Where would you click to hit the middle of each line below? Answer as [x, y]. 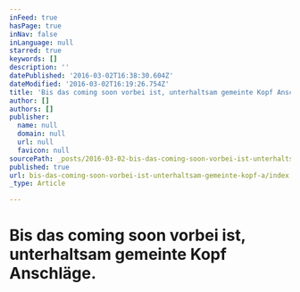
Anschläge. [53, 274]
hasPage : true [36, 26]
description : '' [39, 68]
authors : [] [31, 109]
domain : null [42, 134]
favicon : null [43, 150]
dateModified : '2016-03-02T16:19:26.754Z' [89, 84]
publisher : [29, 117]
